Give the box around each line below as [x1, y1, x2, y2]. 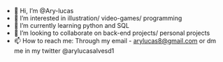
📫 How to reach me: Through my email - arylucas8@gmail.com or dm [13, 37, 217, 45]
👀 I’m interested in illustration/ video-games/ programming [13, 14, 182, 22]
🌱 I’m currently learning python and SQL [13, 22, 129, 29]
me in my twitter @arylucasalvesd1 [13, 47, 115, 55]
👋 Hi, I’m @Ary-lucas [13, 7, 74, 15]
